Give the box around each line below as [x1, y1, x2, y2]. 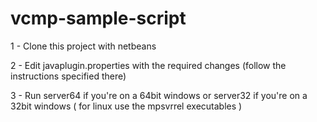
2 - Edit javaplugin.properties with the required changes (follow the [10, 59, 287, 71]
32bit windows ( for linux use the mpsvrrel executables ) [10, 100, 243, 112]
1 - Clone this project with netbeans [10, 40, 157, 52]
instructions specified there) [10, 70, 127, 82]
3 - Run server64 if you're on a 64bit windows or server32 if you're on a [10, 89, 308, 101]
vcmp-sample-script [10, 7, 187, 30]
